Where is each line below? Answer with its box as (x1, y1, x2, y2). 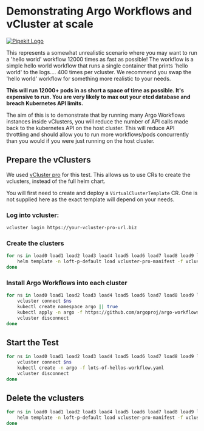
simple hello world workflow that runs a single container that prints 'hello (6, 62, 188, 69)
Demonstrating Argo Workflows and (6, 4, 192, 18)
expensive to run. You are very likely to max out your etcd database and (6, 93, 191, 100)
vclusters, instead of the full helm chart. (6, 178, 106, 185)
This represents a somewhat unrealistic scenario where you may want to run (6, 49, 197, 56)
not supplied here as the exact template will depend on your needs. (6, 196, 175, 203)
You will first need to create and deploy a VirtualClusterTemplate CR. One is (6, 189, 198, 196)
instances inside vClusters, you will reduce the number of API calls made (6, 117, 189, 125)
